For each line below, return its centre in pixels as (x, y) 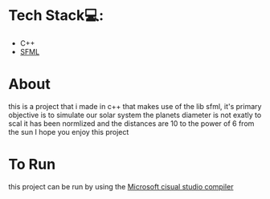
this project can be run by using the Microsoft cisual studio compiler (121, 186)
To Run (32, 164)
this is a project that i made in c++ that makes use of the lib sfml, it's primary (135, 106)
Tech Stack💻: (56, 16)
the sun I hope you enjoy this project (69, 132)
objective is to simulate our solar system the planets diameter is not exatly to (135, 115)
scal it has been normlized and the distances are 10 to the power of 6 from (131, 123)
